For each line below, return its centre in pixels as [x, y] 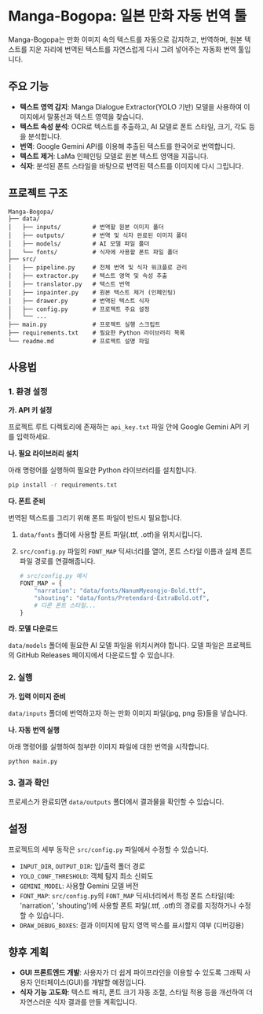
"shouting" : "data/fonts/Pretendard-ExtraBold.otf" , [122, 598]
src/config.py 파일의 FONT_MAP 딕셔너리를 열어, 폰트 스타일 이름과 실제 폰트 [136, 551]
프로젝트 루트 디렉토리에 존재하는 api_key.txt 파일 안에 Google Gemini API [125, 427]
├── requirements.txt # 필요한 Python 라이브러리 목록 [97, 333]
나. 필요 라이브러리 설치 [43, 453]
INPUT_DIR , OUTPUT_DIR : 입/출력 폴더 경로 [82, 866]
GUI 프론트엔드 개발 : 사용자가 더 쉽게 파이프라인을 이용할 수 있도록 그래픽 [131, 972]
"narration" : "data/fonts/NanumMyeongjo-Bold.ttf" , [120, 590]
